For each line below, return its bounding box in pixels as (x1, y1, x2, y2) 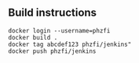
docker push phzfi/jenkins (8, 47, 97, 55)
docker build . (8, 33, 58, 41)
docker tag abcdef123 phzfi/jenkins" (8, 40, 132, 48)
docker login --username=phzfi (8, 26, 111, 34)
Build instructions (8, 6, 97, 19)
